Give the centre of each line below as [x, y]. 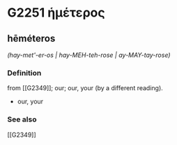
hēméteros [31, 39]
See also [22, 119]
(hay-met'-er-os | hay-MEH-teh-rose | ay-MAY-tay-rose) [89, 55]
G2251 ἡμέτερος [56, 13]
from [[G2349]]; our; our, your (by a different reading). [85, 88]
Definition [24, 73]
